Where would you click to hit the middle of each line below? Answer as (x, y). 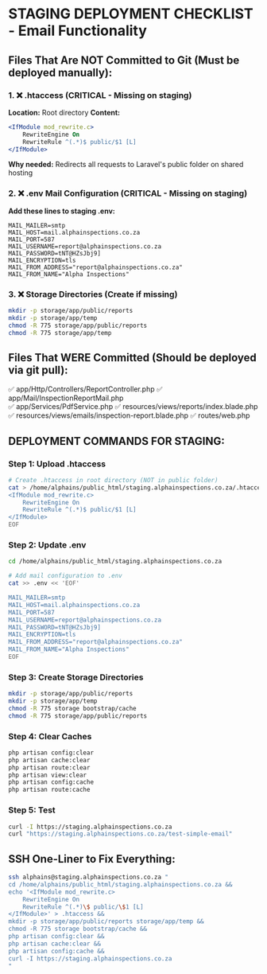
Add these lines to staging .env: (62, 211)
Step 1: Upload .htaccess (57, 464)
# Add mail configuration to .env (66, 576)
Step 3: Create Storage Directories (76, 677)
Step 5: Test (32, 810)
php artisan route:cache (49, 790)
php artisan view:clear (48, 775)
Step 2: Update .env (47, 545)
